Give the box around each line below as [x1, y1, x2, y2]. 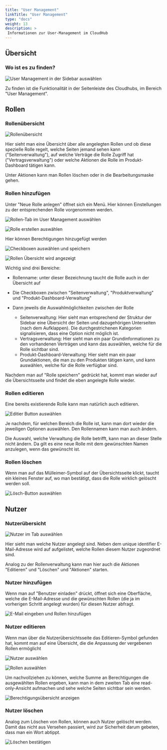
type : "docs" [5, 17, 32, 22]
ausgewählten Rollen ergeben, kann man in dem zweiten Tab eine [5, 679, 140, 686]
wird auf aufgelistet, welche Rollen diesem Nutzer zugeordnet [33, 546, 161, 552]
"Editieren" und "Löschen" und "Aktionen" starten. [5, 566, 109, 572]
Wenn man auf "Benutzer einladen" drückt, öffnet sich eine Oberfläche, [5, 590, 152, 596]
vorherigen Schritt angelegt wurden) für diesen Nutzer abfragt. [5, 601, 135, 607]
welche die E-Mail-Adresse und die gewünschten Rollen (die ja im [5, 596, 140, 602]
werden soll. [5, 481, 30, 487]
